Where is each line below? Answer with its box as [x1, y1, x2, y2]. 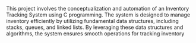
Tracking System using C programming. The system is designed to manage [6, 11, 191, 18]
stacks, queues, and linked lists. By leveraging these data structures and [6, 24, 184, 31]
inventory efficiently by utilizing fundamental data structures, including [6, 18, 179, 24]
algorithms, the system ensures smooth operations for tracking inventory [6, 30, 185, 37]
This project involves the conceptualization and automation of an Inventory [6, 5, 189, 12]
